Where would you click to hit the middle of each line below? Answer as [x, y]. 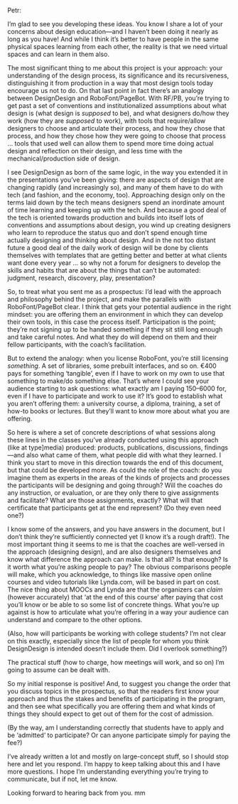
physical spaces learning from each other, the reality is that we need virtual [118, 47]
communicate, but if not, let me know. [63, 779]
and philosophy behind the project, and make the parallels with [99, 299]
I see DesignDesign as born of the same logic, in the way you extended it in [118, 172]
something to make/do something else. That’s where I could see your [108, 381]
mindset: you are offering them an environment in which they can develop [115, 314]
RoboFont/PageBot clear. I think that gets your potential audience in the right [119, 307]
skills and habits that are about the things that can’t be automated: [104, 270]
